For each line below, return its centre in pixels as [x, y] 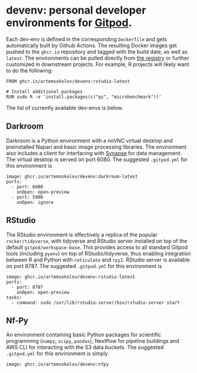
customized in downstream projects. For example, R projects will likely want [98, 64]
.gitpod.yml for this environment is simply [57, 354]
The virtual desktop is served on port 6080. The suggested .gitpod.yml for [97, 159]
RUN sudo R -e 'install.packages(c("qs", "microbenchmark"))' [84, 97]
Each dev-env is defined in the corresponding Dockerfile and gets [87, 39]
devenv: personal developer [76, 10]
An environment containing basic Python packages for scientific [84, 335]
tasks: [14, 297]
